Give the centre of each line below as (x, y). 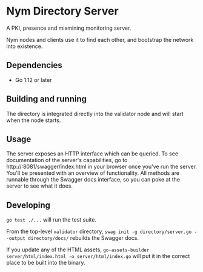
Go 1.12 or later (33, 80)
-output (16, 239)
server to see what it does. (40, 186)
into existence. (25, 46)
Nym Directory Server (63, 11)
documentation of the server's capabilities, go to (67, 160)
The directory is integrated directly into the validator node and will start (95, 114)
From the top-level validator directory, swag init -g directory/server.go (99, 231)
